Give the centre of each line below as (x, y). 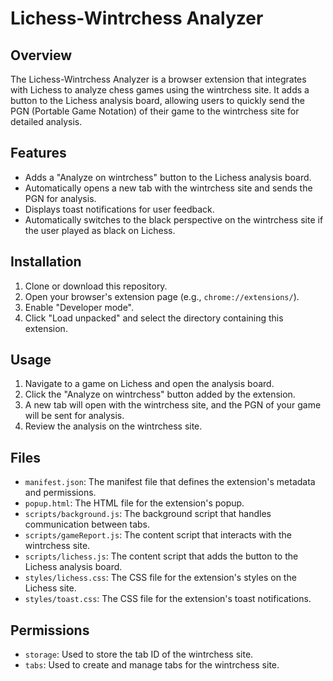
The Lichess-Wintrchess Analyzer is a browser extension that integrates (158, 79)
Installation (46, 262)
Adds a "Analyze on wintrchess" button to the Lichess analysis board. (168, 177)
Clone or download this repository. (96, 286)
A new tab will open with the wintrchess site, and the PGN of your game (173, 405)
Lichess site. (50, 588)
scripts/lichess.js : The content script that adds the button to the (161, 556)
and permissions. (60, 493)
